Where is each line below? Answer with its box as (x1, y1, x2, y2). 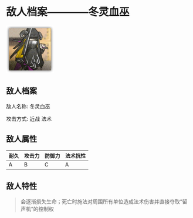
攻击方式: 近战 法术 (6, 115, 52, 122)
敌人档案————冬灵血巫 (6, 5, 130, 19)
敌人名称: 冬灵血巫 (6, 103, 50, 110)
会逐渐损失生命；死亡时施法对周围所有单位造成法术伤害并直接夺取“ (20, 197, 182, 205)
